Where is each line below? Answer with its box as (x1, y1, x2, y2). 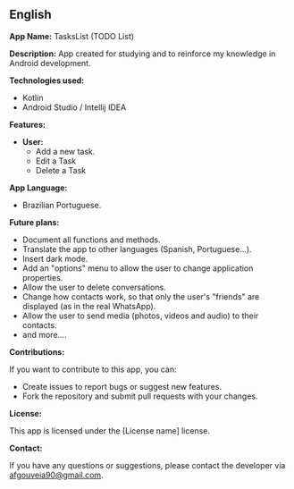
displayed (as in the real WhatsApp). (21, 300, 156, 311)
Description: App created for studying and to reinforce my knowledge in (9, 48, 276, 59)
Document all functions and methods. (21, 234, 161, 245)
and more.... (21, 329, 67, 340)
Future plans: (9, 216, 60, 227)
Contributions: (9, 346, 65, 357)
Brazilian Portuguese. (21, 199, 102, 210)
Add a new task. (35, 146, 96, 156)
